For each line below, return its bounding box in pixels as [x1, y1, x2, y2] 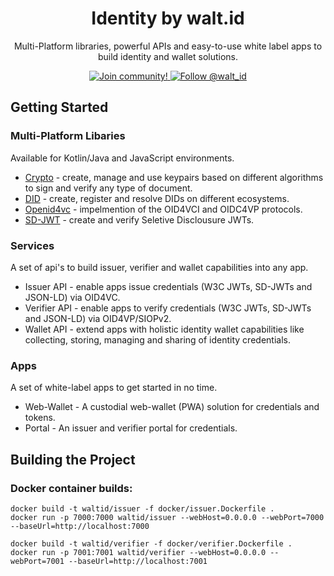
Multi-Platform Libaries [10, 129, 126, 143]
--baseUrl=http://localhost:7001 [68, 556, 208, 566]
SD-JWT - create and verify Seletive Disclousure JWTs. [24, 213, 255, 226]
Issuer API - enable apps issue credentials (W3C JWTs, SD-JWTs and [24, 280, 313, 292]
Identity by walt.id [91, 7, 245, 30]
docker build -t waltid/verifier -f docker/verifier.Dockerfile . [10, 538, 293, 549]
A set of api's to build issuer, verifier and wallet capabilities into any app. [10, 261, 309, 273]
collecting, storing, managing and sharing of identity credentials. [24, 333, 291, 346]
